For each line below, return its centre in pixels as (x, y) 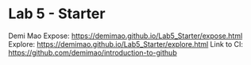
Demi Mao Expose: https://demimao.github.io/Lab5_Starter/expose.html (125, 36)
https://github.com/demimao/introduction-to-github (93, 52)
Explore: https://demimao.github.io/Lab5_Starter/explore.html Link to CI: (126, 44)
